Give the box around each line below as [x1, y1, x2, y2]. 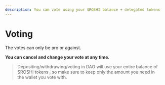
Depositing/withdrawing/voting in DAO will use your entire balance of [17, 63, 158, 69]
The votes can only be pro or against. [5, 45, 82, 51]
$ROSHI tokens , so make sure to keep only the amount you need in [17, 69, 155, 75]
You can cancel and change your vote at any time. [5, 54, 110, 60]
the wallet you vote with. [17, 74, 68, 80]
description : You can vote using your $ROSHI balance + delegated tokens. [5, 7, 163, 12]
